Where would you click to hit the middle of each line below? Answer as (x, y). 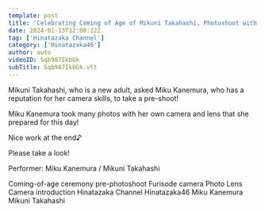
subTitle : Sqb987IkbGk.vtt (53, 67)
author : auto (30, 52)
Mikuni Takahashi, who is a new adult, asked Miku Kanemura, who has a (126, 90)
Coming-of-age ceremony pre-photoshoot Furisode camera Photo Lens (125, 183)
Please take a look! (39, 152)
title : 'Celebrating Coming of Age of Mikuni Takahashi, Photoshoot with (133, 23)
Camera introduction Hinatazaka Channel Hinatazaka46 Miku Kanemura (126, 192)
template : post (33, 15)
